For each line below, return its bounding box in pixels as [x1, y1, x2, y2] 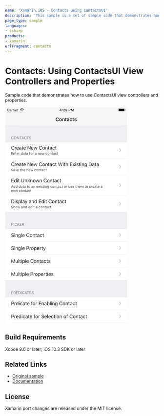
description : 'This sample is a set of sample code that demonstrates [5, 13, 152, 18]
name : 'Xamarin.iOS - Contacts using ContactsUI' [5, 8, 108, 13]
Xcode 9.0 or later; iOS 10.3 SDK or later [5, 346, 85, 352]
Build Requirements [5, 333, 66, 341]
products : [5, 34, 25, 39]
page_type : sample [5, 18, 42, 23]
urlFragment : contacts [5, 44, 51, 49]
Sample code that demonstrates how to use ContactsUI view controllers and [5, 92, 159, 98]
